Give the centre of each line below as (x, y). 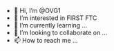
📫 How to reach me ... (46, 40)
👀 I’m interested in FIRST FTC (55, 18)
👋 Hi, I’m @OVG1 (37, 11)
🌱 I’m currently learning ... (50, 25)
